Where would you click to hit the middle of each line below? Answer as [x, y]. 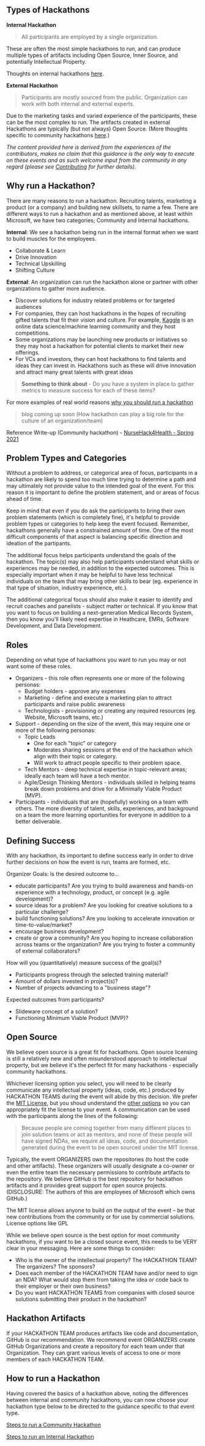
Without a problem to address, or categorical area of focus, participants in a [102, 473]
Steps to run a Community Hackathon [54, 1425]
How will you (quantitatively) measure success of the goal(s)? [84, 963]
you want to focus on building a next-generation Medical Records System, [100, 613]
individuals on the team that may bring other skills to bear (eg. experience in [102, 581]
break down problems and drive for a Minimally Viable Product [103, 789]
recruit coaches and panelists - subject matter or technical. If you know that [102, 606]
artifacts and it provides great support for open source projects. [87, 1185]
